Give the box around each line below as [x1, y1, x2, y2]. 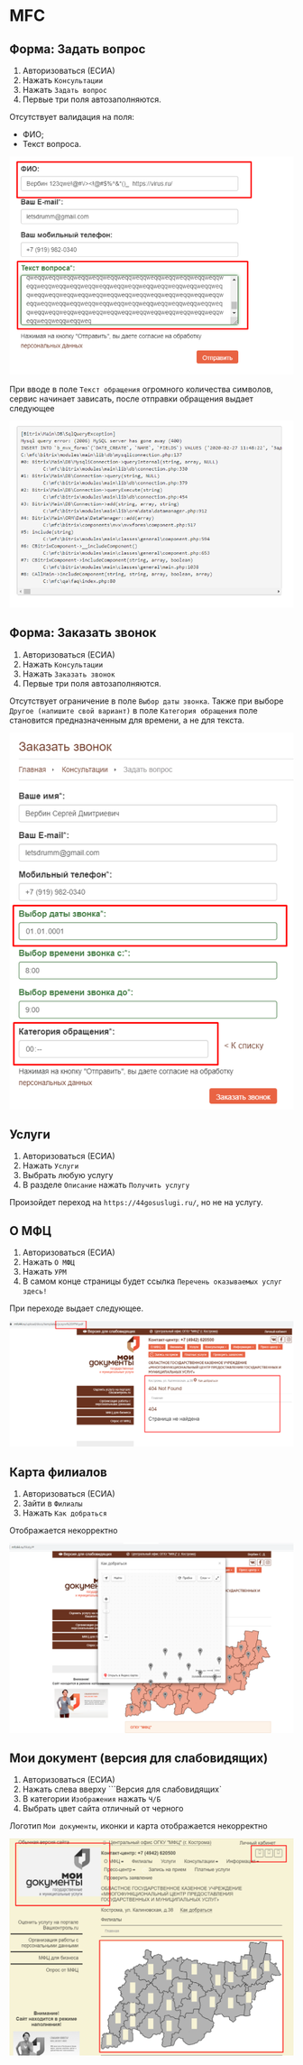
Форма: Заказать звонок [9, 625, 157, 641]
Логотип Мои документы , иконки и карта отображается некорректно [9, 1821, 268, 1831]
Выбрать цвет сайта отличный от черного [22, 1803, 184, 1814]
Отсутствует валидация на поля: [9, 112, 135, 122]
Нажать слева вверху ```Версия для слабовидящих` [22, 1784, 223, 1795]
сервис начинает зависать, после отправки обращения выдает [9, 393, 254, 404]
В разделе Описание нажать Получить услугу [22, 1179, 190, 1191]
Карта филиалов [9, 1464, 108, 1480]
